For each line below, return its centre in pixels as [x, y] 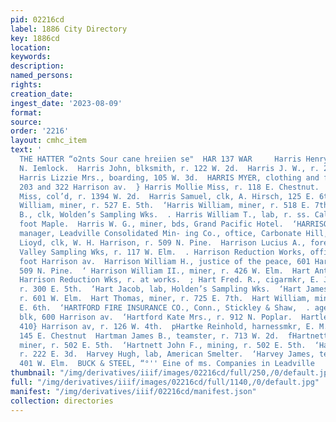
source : [26, 122]
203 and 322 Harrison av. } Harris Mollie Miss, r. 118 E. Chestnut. [169, 187]
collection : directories [62, 401]
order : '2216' [40, 131]
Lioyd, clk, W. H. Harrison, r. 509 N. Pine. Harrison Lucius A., [163, 242]
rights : [26, 85]
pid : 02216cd [37, 19]
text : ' [26, 150]
